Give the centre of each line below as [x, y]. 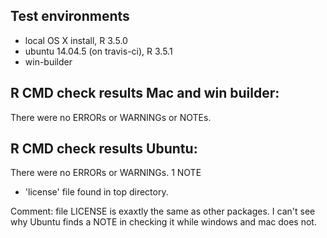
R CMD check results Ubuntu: [104, 149]
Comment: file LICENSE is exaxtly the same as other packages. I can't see [163, 211]
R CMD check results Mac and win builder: [145, 93]
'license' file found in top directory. [96, 192]
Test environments [70, 16]
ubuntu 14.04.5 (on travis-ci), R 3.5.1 [98, 51]
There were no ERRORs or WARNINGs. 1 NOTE [106, 173]
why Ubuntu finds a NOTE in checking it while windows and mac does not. [163, 222]
